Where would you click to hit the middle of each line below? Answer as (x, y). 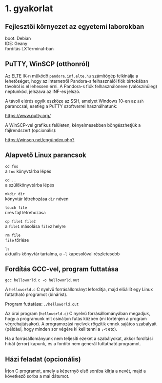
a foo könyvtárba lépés (28, 171)
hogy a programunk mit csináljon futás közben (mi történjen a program (76, 319)
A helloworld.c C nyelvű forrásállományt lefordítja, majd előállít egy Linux (79, 290)
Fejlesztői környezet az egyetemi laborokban (75, 27)
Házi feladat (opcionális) (43, 359)
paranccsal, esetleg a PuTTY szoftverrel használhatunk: (61, 106)
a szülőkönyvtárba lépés (30, 185)
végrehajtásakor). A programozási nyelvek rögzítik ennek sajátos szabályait (81, 324)
